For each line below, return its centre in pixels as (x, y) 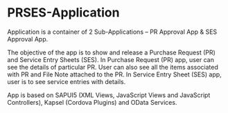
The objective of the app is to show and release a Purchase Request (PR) (112, 52)
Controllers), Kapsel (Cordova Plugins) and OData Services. (92, 102)
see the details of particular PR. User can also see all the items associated (113, 67)
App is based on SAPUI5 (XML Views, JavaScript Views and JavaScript (109, 95)
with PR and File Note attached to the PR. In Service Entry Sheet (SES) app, (114, 74)
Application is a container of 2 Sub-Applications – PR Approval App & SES (112, 32)
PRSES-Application (63, 13)
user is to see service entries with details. (67, 81)
